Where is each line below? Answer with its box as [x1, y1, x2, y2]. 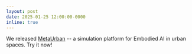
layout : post [6, 8, 38, 15]
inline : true [6, 19, 38, 25]
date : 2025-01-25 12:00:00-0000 [6, 14, 86, 20]
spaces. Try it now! [6, 41, 53, 48]
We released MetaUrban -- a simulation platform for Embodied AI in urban [6, 35, 186, 42]
